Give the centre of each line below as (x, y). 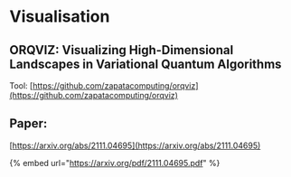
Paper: (28, 124)
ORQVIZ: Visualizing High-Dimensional (122, 50)
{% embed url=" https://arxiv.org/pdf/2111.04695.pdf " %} (115, 163)
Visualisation (60, 17)
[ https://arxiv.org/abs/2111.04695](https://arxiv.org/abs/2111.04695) (135, 145)
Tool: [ (21, 86)
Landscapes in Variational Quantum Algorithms (145, 64)
